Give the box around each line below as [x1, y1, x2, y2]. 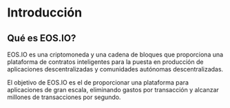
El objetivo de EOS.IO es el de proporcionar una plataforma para [7, 78, 189, 87]
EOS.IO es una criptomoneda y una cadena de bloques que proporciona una [7, 50, 224, 58]
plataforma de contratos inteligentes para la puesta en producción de [7, 58, 204, 66]
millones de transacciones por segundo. [7, 93, 121, 101]
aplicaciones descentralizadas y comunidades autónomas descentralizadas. [7, 65, 224, 73]
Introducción [7, 5, 83, 21]
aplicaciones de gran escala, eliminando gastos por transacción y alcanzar [7, 86, 219, 94]
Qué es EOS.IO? [7, 32, 76, 44]
